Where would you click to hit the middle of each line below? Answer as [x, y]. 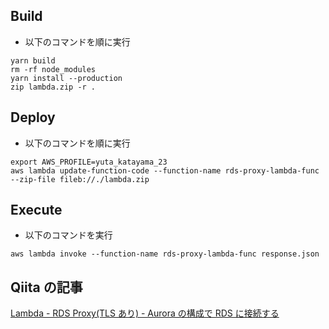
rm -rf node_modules [53, 69]
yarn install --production [66, 78]
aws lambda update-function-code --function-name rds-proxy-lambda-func [165, 170]
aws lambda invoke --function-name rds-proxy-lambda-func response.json [165, 254]
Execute [36, 210]
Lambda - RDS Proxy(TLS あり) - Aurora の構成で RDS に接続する [145, 313]
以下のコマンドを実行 [68, 235]
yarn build [33, 60]
